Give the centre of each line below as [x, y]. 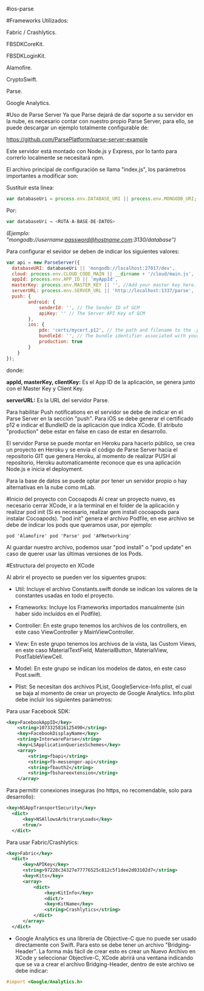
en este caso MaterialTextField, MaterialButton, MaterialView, [92, 650]
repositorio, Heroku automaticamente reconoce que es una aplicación [93, 462]
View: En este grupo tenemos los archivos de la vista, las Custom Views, [106, 643]
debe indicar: [32, 970]
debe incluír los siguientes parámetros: [64, 699]
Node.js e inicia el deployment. [45, 469]
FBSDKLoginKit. [26, 56]
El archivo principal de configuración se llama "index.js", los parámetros [96, 169]
